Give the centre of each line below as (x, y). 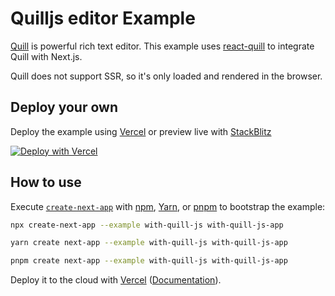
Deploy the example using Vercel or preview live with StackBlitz (141, 131)
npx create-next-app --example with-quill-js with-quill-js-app (147, 225)
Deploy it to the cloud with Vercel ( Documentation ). (116, 280)
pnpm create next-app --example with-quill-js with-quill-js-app (149, 261)
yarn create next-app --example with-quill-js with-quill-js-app (149, 243)
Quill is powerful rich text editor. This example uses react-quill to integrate (162, 46)
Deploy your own (64, 107)
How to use (46, 182)
